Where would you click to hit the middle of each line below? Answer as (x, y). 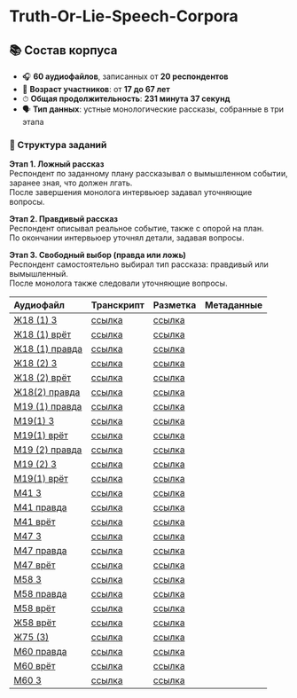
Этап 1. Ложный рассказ (57, 164)
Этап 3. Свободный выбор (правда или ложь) (98, 255)
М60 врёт (35, 666)
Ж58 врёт (35, 623)
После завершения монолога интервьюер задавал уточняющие (131, 192)
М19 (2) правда (48, 450)
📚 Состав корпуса (63, 50)
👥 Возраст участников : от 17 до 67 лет (96, 89)
